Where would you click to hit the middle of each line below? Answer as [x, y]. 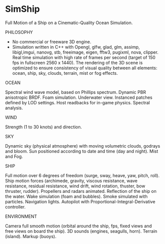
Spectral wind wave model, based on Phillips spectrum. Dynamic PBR [76, 92]
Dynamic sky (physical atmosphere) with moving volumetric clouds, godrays [83, 146]
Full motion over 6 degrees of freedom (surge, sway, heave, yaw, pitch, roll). [82, 175]
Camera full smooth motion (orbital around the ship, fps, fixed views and [79, 226]
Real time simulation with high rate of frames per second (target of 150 [84, 57]
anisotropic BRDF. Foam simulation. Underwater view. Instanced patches [79, 97]
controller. [16, 207]
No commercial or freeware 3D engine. [52, 42]
